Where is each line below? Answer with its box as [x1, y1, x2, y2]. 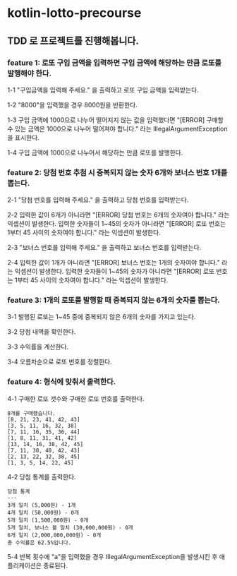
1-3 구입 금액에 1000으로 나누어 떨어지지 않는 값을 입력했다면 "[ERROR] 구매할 [7, 115, 224, 124]
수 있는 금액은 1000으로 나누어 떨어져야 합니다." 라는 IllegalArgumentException [7, 124, 228, 133]
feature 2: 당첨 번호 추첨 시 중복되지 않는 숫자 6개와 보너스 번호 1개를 [7, 167, 228, 177]
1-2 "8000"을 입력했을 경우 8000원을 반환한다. [7, 100, 138, 109]
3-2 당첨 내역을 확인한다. [7, 328, 76, 336]
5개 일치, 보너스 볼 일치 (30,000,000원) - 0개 [7, 524, 133, 531]
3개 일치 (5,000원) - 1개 [7, 501, 76, 509]
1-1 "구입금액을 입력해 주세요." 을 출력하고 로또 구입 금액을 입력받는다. [7, 85, 199, 94]
